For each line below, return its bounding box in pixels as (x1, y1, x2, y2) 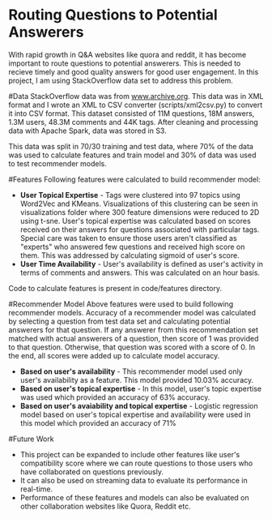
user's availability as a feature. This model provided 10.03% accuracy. (19, 375, 254, 384)
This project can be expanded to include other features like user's (19, 449, 240, 459)
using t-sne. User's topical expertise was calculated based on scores (19, 216, 251, 225)
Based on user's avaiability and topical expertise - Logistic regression (19, 401, 259, 410)
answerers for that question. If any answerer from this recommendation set (8, 324, 259, 334)
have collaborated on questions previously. (19, 466, 164, 476)
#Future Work (8, 434, 54, 444)
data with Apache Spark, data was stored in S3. (8, 126, 168, 135)
